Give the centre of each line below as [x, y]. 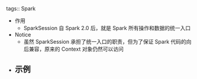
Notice [23, 34]
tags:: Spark [21, 9]
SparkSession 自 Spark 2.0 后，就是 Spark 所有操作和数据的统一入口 [107, 28]
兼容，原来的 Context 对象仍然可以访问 [76, 49]
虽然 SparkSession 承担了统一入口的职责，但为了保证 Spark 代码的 [105, 42]
